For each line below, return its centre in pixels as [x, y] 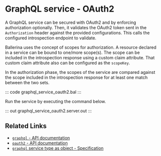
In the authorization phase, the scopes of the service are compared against [80, 72]
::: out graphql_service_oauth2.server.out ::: [48, 111]
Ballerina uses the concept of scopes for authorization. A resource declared [81, 47]
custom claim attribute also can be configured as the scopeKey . [67, 63]
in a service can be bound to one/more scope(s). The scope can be [72, 52]
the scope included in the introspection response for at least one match [76, 77]
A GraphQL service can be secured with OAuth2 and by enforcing [71, 22]
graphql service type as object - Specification [58, 148]
